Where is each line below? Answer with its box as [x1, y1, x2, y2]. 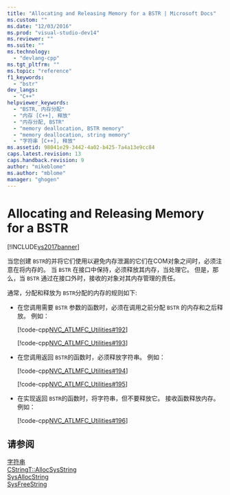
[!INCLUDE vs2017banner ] [7, 243, 80, 251]
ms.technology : [7, 49, 51, 56]
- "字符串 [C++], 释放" [13, 138, 76, 145]
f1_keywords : [7, 73, 45, 81]
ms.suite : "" [7, 42, 45, 49]
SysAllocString [7, 473, 49, 481]
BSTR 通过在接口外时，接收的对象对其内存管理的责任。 [26, 274, 180, 282]
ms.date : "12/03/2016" [7, 23, 72, 30]
